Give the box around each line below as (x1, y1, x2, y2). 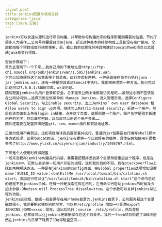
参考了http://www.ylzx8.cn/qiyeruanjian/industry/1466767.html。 (5, 141, 137, 146)
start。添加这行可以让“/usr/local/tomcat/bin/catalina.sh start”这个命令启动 (5, 177, 156, 181)
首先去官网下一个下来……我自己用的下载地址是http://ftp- (5, 65, 106, 70)
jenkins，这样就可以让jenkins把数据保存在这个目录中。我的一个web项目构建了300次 (5, 212, 154, 217)
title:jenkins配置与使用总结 (5, 12, 59, 16)
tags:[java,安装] (5, 20, 39, 26)
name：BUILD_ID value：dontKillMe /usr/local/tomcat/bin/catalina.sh (5, 171, 147, 176)
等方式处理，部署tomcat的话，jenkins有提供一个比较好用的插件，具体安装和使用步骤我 (5, 136, 156, 141)
